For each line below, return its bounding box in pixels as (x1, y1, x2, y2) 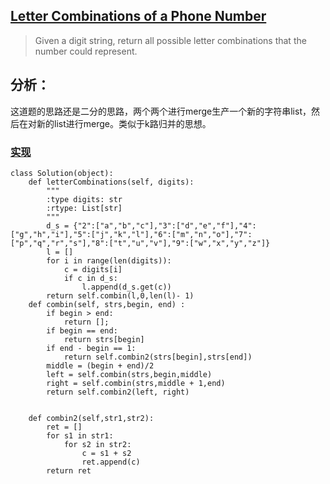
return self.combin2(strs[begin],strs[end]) (63, 352, 253, 362)
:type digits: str (46, 194, 123, 204)
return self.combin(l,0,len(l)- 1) (46, 290, 195, 301)
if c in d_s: (63, 273, 118, 283)
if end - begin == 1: (46, 343, 137, 353)
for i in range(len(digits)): (46, 255, 172, 266)
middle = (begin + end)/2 (46, 360, 155, 371)
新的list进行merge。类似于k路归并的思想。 (36, 117, 212, 129)
